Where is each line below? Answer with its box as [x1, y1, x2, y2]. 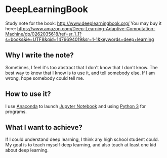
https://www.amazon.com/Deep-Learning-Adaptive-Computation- [17, 25, 156, 31]
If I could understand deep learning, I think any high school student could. [5, 136, 159, 142]
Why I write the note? [5, 51, 74, 60]
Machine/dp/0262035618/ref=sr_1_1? [5, 31, 82, 37]
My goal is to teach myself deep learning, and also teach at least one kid [5, 142, 156, 148]
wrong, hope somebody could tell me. [5, 75, 85, 81]
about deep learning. [5, 147, 49, 153]
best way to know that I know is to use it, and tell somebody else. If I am [5, 70, 155, 76]
